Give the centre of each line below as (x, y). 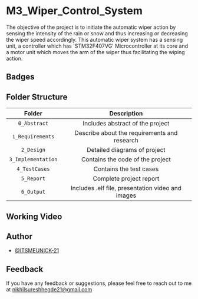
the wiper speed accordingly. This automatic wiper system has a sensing (95, 39)
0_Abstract (33, 124)
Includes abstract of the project (126, 124)
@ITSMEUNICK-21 (37, 251)
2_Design (33, 150)
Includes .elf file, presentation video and (126, 188)
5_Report (33, 179)
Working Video (34, 216)
